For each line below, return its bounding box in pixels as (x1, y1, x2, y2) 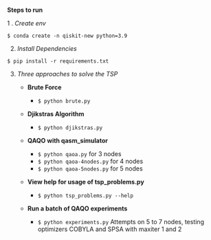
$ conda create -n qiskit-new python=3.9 (7, 32, 128, 39)
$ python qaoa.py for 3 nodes (37, 150, 122, 157)
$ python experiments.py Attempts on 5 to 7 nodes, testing (37, 218, 205, 226)
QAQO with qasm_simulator (27, 137, 109, 144)
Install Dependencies (16, 45, 77, 52)
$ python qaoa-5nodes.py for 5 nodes (37, 164, 143, 173)
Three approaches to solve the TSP (16, 70, 118, 78)
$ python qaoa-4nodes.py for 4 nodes (37, 157, 144, 165)
